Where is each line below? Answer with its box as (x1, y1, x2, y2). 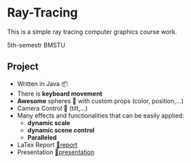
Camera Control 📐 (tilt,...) (16, 104, 88, 112)
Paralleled (27, 133, 57, 142)
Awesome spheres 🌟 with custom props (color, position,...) (16, 96, 184, 105)
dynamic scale (27, 118, 71, 127)
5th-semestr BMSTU (7, 41, 65, 49)
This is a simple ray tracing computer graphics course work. (7, 28, 177, 36)
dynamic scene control (27, 126, 95, 134)
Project (7, 61, 39, 73)
